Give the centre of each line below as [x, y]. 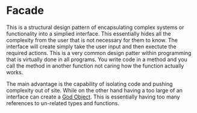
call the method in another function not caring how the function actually [95, 66]
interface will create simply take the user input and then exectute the [91, 47]
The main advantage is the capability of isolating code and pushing [89, 84]
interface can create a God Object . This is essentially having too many [93, 97]
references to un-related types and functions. [63, 103]
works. [15, 72]
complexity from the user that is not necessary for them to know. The [92, 40]
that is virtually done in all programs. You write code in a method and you [97, 59]
